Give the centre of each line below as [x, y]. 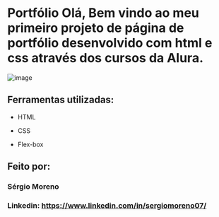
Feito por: [29, 166]
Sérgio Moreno [33, 187]
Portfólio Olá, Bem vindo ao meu [103, 13]
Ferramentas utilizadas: [61, 100]
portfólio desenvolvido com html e [110, 43]
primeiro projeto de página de [96, 28]
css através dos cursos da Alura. [105, 58]
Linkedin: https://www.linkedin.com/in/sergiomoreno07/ [107, 205]
